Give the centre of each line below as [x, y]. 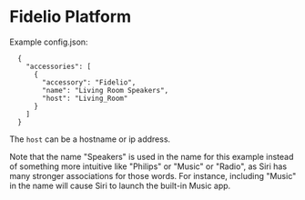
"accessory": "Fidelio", [89, 82]
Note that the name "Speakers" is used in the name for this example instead [152, 156]
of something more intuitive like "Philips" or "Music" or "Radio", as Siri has [148, 166]
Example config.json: [49, 42]
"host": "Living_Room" [85, 98]
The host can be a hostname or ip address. [90, 139]
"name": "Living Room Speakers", [106, 90]
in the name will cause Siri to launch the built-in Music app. [120, 185]
